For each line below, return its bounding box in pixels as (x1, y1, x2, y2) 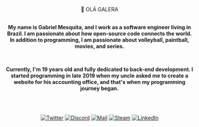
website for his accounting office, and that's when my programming (13, 79, 186, 85)
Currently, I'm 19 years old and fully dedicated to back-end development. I (5, 66, 194, 73)
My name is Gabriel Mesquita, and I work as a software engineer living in (8, 24, 191, 30)
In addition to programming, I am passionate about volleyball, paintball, (10, 36, 189, 44)
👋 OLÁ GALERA (80, 6, 119, 13)
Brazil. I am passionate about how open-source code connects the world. (7, 30, 192, 37)
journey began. (80, 85, 119, 92)
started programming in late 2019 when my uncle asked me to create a (10, 72, 189, 79)
